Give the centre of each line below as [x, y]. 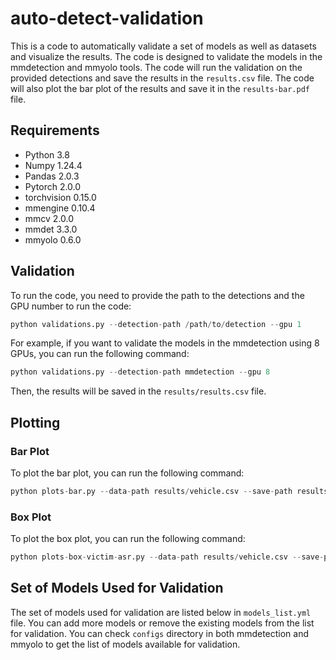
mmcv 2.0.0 [49, 218]
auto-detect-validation [107, 18]
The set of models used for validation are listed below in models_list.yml [161, 612]
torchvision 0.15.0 [60, 197]
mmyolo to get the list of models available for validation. [125, 644]
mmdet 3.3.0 [51, 229]
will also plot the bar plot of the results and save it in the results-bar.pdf [160, 88]
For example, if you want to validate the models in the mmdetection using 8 [165, 343]
